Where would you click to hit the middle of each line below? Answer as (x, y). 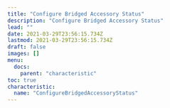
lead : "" (20, 27)
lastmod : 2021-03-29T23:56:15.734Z (60, 40)
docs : (22, 67)
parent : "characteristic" (59, 73)
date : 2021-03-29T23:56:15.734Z (55, 34)
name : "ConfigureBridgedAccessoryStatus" (76, 93)
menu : (15, 60)
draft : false (27, 47)
